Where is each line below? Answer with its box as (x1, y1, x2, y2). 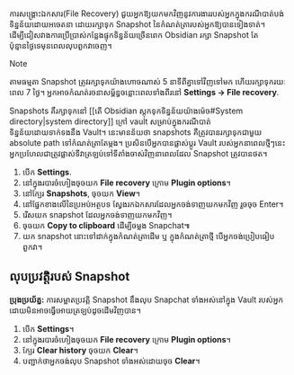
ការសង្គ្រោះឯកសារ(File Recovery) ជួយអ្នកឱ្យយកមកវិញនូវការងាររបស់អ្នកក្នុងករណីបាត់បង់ (9, 8, 285, 19)
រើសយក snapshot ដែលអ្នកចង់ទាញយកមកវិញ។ (22, 210, 173, 219)
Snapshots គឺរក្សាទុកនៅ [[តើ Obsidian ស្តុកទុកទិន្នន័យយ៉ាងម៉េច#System (9, 105, 244, 116)
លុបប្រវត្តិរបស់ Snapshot (9, 269, 130, 284)
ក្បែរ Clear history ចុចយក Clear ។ (22, 344, 138, 355)
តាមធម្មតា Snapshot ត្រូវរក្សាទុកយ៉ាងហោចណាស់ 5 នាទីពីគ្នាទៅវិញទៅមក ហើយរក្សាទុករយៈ (9, 76, 286, 86)
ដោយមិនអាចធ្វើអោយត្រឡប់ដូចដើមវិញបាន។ (9, 305, 141, 316)
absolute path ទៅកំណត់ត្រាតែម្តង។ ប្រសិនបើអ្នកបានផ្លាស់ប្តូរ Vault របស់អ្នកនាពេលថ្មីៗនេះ (9, 138, 286, 147)
